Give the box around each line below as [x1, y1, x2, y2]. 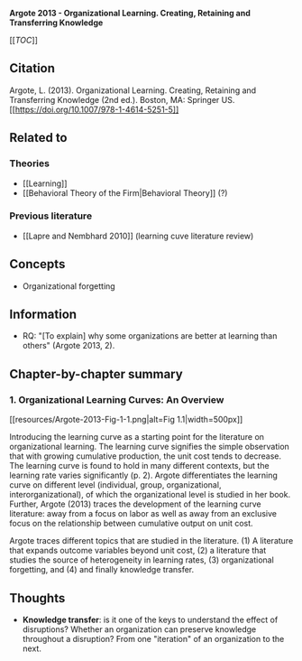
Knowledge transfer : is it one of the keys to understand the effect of [22, 614, 279, 625]
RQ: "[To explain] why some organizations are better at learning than [22, 330, 278, 341]
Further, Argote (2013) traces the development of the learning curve [9, 498, 261, 509]
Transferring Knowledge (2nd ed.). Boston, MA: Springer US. [9, 94, 235, 105]
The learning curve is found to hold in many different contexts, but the [9, 461, 270, 471]
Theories [9, 157, 50, 170]
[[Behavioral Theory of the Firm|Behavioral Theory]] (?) [22, 187, 228, 198]
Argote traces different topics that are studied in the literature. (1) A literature [9, 535, 294, 546]
